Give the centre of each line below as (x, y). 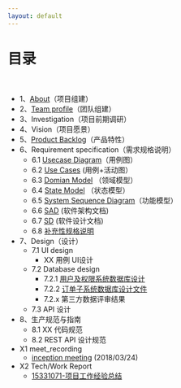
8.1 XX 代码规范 (57, 329)
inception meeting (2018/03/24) (85, 357)
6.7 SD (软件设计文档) (67, 220)
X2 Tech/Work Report (56, 366)
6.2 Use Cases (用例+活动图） (82, 170)
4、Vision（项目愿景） (57, 129)
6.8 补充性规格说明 (63, 231)
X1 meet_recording (51, 349)
